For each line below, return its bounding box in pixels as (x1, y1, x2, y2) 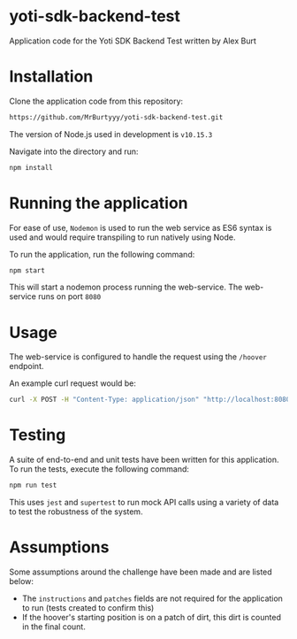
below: (9, 576, 34, 586)
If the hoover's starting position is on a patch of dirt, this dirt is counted (21, 612, 281, 622)
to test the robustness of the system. (9, 506, 143, 517)
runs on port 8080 (38, 291, 102, 302)
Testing (9, 425, 66, 445)
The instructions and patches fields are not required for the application (21, 593, 283, 604)
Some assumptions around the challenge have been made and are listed (9, 566, 272, 577)
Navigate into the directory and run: (9, 146, 139, 157)
